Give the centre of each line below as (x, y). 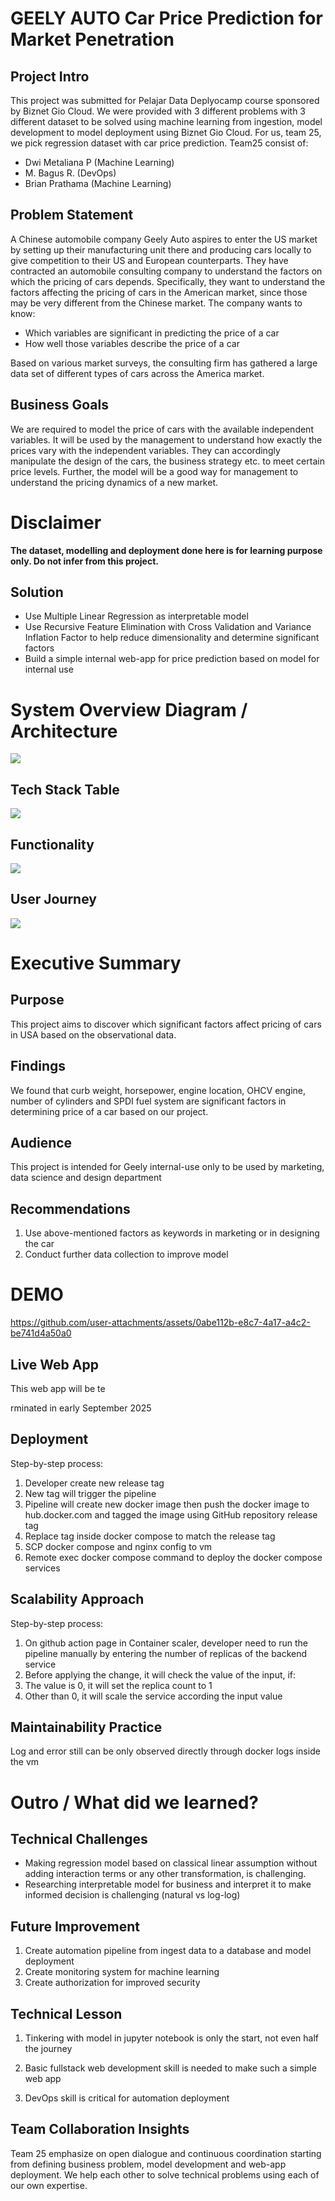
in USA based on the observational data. (93, 1034)
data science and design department (86, 1178)
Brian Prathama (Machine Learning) (98, 183)
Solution (37, 592)
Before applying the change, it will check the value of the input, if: (160, 1674)
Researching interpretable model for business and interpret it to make (168, 1884)
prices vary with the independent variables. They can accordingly (145, 450)
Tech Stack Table (65, 789)
